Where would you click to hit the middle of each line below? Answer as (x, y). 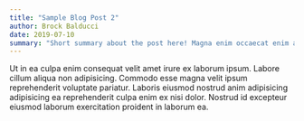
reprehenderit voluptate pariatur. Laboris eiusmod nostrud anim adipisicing (148, 88)
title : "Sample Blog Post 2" (64, 18)
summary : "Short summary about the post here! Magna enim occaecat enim (149, 43)
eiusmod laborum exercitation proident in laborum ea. (109, 107)
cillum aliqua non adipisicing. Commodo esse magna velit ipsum (128, 79)
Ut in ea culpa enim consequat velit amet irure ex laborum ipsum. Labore (145, 69)
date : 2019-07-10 (42, 34)
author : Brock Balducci (54, 26)
